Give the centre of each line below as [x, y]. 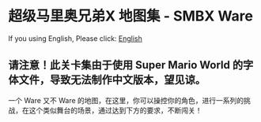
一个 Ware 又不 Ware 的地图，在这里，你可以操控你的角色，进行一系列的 [126, 100]
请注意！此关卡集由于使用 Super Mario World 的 [126, 65]
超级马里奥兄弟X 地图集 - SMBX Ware [131, 16]
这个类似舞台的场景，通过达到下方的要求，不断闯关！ [115, 110]
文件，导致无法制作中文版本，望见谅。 [112, 80]
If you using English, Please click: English [75, 38]
